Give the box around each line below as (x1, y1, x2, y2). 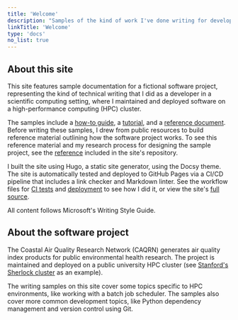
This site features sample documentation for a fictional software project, (7, 82, 218, 90)
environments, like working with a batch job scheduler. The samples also (7, 289, 220, 298)
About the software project (7, 226, 130, 238)
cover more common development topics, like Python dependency (7, 297, 202, 305)
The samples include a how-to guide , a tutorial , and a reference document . (7, 118, 226, 126)
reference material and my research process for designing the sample (7, 140, 211, 149)
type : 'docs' (7, 30, 46, 38)
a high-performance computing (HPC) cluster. (7, 104, 142, 113)
